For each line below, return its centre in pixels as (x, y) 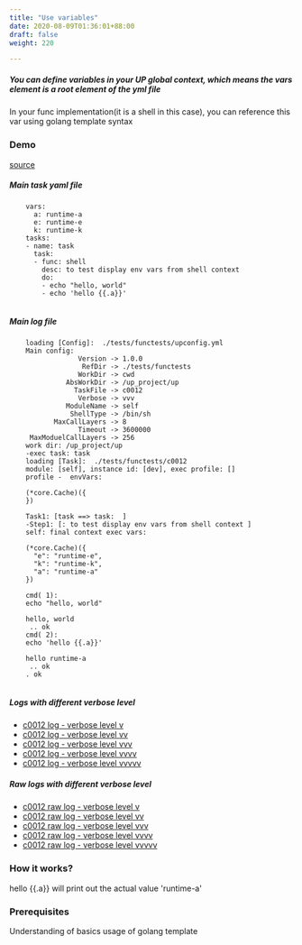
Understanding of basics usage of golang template (104, 931)
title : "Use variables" (54, 18)
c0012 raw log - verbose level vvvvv (90, 845)
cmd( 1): (42, 596)
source (23, 164)
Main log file (33, 322)
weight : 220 (32, 43)
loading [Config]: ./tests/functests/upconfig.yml (124, 344)
